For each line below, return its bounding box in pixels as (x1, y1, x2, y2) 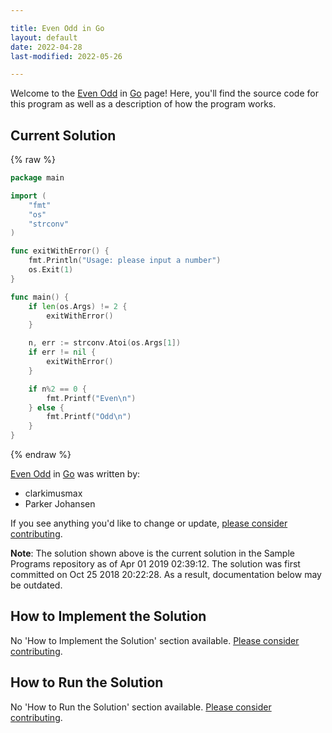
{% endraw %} (10, 449, 72, 461)
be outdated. (10, 579, 63, 591)
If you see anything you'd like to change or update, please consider (10, 517, 288, 530)
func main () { (10, 292, 70, 302)
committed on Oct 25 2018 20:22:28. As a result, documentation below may (10, 569, 322, 581)
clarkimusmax (24, 487, 83, 500)
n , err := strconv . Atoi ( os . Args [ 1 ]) (28, 338, 182, 348)
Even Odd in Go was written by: (10, 468, 141, 480)
